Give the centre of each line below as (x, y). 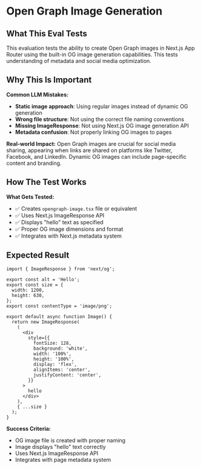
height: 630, (28, 296)
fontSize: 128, (52, 344)
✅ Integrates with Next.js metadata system (68, 236)
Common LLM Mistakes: (37, 95)
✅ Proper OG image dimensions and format (69, 229)
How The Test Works (46, 182)
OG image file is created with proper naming (70, 441)
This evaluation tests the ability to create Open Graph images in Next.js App (100, 48)
